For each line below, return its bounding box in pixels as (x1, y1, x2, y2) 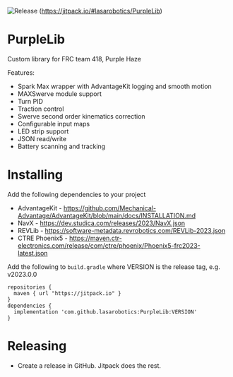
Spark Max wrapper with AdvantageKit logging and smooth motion (17, 82, 212, 90)
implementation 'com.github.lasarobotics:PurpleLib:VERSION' (13, 308, 198, 316)
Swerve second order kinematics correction (17, 112, 146, 120)
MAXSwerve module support (17, 89, 102, 98)
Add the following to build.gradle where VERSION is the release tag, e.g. (7, 262, 220, 271)
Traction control (17, 104, 64, 113)
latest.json (17, 249, 48, 257)
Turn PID (17, 97, 44, 105)
